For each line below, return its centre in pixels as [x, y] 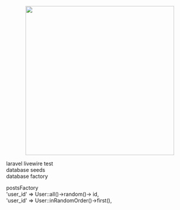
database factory [27, 176]
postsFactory [22, 188]
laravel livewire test [30, 163]
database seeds [26, 170]
